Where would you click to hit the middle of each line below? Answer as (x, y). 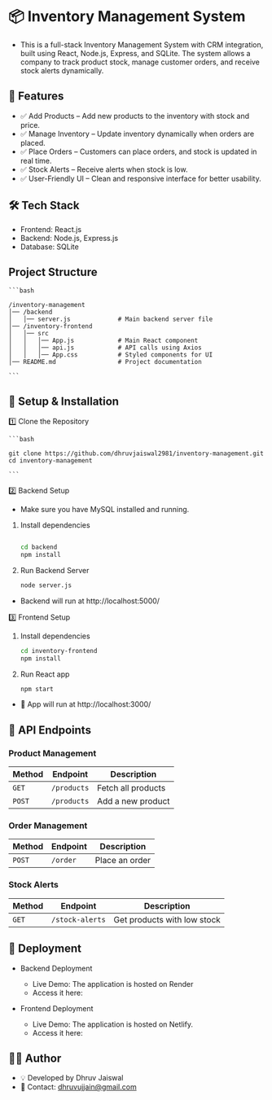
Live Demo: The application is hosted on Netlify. (113, 1024)
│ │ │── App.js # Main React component (103, 341)
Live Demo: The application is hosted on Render (113, 984)
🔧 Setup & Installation (64, 401)
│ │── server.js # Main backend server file (111, 319)
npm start (37, 689)
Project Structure (53, 272)
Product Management (53, 753)
